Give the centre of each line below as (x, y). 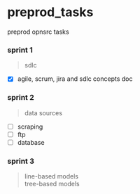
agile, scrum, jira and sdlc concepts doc (75, 79)
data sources (43, 112)
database (31, 142)
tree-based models (52, 184)
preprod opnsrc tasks (38, 32)
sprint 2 (21, 98)
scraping (30, 127)
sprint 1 (20, 50)
